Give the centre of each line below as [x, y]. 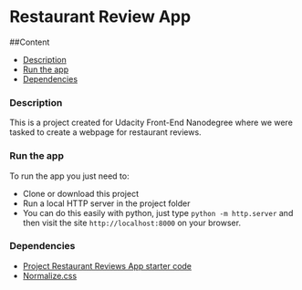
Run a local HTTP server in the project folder [106, 203]
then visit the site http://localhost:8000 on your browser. [132, 223]
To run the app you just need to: [69, 176]
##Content [30, 42]
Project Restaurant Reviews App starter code [107, 265]
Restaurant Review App [100, 17]
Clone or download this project [81, 193]
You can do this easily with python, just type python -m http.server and [158, 212]
